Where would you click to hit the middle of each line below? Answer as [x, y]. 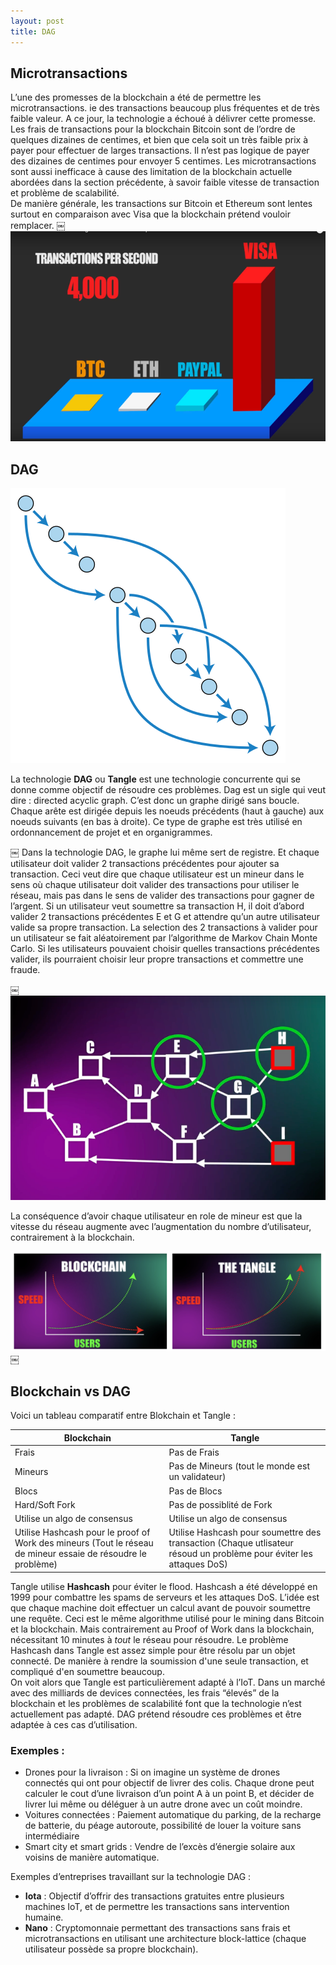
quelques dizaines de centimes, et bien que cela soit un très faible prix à [159, 140]
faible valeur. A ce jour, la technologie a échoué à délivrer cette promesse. [163, 119]
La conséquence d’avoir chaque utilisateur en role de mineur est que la [156, 1216]
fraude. [25, 970]
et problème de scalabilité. [65, 193]
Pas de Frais [194, 1452]
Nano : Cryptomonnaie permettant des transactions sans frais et [157, 1928]
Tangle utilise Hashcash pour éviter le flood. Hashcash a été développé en [164, 1586]
